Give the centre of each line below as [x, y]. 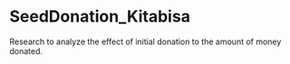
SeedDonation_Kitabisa [100, 17]
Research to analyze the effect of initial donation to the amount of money [145, 41]
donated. [26, 50]
